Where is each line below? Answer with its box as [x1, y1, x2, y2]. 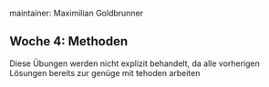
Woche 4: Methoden [9, 34, 129, 49]
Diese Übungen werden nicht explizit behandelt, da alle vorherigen [9, 58, 260, 69]
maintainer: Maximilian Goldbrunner [9, 8, 144, 18]
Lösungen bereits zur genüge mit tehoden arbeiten [9, 67, 201, 78]
